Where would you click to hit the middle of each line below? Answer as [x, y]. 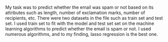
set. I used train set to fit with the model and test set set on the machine [80, 23]
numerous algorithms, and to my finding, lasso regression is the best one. [81, 34]
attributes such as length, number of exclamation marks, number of [75, 13]
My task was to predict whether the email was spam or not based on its [79, 7]
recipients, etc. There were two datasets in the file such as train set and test [84, 18]
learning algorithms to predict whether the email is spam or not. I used [78, 29]
